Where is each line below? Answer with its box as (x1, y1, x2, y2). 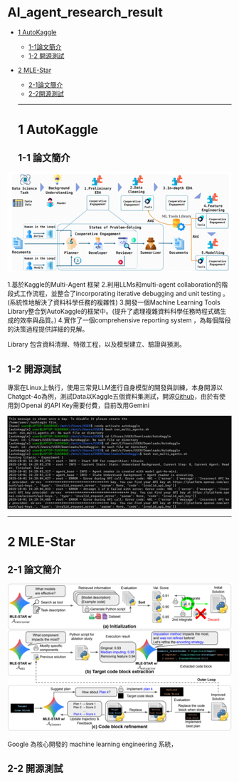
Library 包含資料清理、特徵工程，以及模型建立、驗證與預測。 (7, 340, 186, 349)
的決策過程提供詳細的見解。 (7, 325, 89, 334)
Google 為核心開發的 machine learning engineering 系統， (7, 740, 178, 748)
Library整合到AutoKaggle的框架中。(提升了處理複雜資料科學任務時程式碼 (7, 307, 221, 316)
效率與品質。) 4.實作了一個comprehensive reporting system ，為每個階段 (19, 316, 231, 325)
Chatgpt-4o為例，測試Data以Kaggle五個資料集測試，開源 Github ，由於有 (7, 392, 220, 401)
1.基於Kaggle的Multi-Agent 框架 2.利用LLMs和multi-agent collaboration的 (7, 280, 222, 289)
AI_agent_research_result (7, 4, 164, 21)
